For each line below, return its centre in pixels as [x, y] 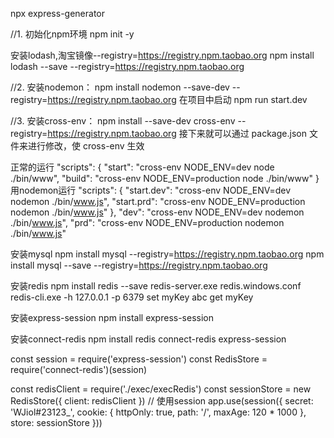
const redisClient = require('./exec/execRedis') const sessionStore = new [161, 389]
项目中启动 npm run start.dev [247, 99]
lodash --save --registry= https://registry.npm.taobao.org [127, 66]
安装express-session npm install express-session [112, 317]
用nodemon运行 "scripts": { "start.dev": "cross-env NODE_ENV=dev [151, 190]
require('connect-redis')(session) [79, 369]
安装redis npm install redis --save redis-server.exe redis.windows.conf [156, 286]
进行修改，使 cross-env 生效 [86, 146]
